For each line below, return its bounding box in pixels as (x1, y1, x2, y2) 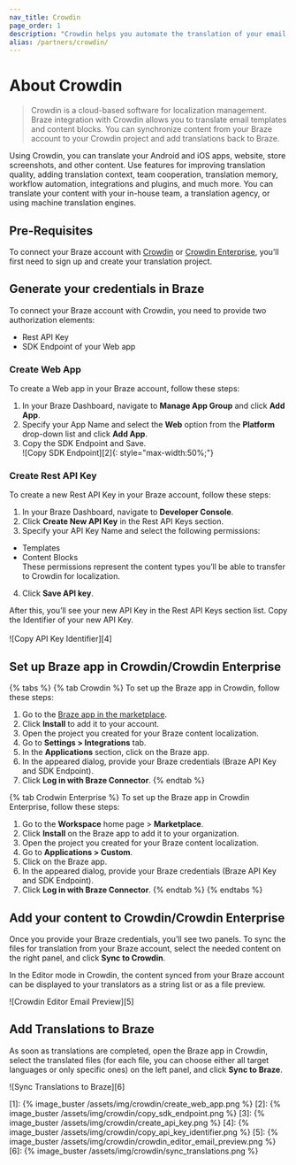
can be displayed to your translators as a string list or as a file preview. (9, 979, 266, 990)
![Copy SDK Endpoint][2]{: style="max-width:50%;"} (21, 448, 214, 459)
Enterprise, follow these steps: (9, 802, 120, 813)
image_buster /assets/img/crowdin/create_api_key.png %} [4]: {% (9, 1117, 250, 1128)
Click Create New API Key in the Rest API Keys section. (21, 516, 224, 527)
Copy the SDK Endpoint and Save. (21, 438, 147, 449)
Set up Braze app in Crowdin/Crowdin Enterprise (9, 659, 281, 674)
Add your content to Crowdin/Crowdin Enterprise (9, 910, 285, 925)
